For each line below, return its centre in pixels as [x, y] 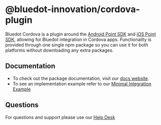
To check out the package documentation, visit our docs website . [81, 78]
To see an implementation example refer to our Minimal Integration [82, 84]
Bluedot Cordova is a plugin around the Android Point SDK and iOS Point [80, 34]
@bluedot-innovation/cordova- [73, 9]
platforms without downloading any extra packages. [59, 50]
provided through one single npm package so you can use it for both [77, 45]
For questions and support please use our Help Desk [60, 117]
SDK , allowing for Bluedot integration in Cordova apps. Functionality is [78, 39]
